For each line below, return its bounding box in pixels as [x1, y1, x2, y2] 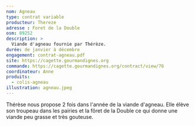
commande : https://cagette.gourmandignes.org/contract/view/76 [6, 63, 164, 69]
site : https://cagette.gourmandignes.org [6, 57, 109, 63]
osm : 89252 [6, 30, 33, 36]
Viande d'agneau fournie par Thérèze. [11, 42, 107, 47]
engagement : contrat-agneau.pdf [6, 52, 85, 58]
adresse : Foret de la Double [6, 25, 80, 31]
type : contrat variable [6, 14, 65, 20]
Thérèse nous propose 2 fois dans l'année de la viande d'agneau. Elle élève [6, 101, 189, 108]
